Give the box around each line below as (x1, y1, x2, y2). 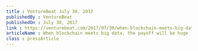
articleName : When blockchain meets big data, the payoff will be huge (6, 30, 189, 36)
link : (6, 25, 22, 31)
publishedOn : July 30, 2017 (6, 19, 78, 25)
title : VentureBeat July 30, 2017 (6, 8, 94, 15)
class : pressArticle (6, 36, 60, 42)
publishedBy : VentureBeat (6, 14, 72, 20)
